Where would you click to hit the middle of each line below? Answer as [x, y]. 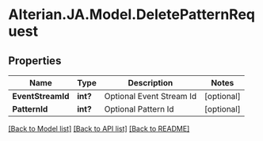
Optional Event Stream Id [151, 96]
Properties [35, 61]
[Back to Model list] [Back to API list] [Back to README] [99, 129]
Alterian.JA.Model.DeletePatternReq [132, 15]
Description [151, 83]
